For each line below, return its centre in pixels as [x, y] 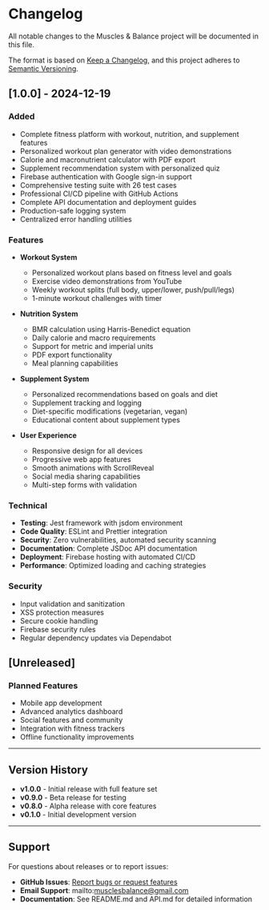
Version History [48, 770]
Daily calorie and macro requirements [94, 338]
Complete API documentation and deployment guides [108, 202]
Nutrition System [49, 314]
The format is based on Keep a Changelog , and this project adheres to [124, 60]
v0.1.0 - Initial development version [78, 815]
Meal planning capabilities [75, 363]
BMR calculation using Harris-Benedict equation [111, 329]
